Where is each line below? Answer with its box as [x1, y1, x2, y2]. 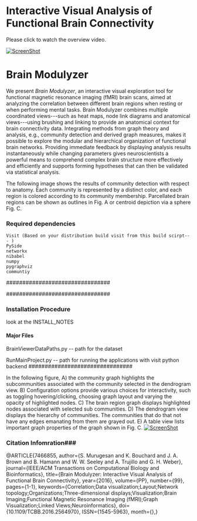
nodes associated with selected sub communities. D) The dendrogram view [6, 405, 189, 412]
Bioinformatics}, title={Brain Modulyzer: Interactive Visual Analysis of [6, 470, 173, 478]
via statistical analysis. [6, 169, 60, 176]
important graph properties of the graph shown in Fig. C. [6, 424, 143, 431]
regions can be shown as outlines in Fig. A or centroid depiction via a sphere [6, 199, 191, 206]
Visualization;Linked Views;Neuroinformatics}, [6, 502, 118, 509]
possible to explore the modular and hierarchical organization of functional [6, 137, 186, 144]
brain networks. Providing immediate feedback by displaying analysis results [6, 143, 191, 150]
